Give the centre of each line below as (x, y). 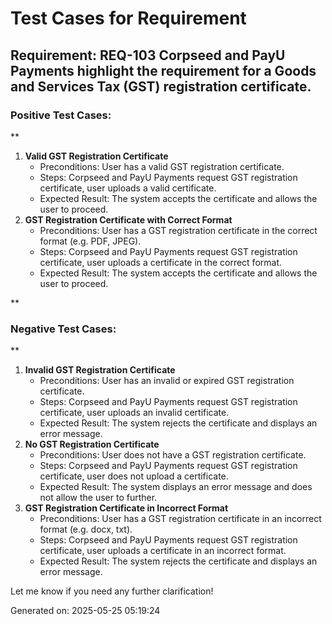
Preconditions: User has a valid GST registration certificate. (162, 166)
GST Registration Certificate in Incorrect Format (126, 508)
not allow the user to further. (98, 498)
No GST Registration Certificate (92, 444)
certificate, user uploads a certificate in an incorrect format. (163, 551)
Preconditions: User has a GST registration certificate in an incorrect (180, 519)
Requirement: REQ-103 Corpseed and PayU (148, 55)
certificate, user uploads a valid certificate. (128, 188)
